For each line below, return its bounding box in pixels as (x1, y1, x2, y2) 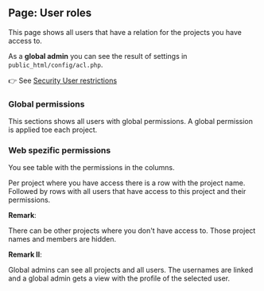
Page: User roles (8, 6, 92, 20)
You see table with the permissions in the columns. (8, 163, 175, 173)
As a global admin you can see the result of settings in (8, 51, 188, 60)
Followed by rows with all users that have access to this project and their (8, 187, 247, 196)
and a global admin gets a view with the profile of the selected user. (8, 274, 231, 283)
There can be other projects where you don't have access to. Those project (8, 226, 256, 235)
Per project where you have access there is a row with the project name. (8, 178, 246, 188)
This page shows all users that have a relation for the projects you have (8, 27, 243, 37)
